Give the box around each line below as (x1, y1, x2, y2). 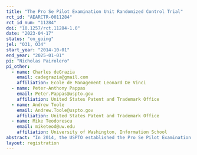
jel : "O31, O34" (6, 42, 46, 48)
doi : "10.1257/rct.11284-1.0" (6, 25, 81, 31)
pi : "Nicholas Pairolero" (6, 58, 70, 64)
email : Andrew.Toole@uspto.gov (17, 107, 94, 113)
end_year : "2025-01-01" (6, 52, 65, 58)
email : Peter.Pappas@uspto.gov (17, 91, 94, 97)
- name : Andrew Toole (11, 101, 65, 108)
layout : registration (6, 140, 60, 146)
